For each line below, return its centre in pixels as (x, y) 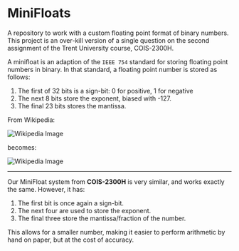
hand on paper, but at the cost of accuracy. (70, 240)
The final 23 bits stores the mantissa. (72, 106)
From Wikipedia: (31, 120)
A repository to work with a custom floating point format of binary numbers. (118, 33)
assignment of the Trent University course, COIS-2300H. (91, 48)
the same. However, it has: (46, 189)
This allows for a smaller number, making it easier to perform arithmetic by (116, 232)
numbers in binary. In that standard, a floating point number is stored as (112, 69)
